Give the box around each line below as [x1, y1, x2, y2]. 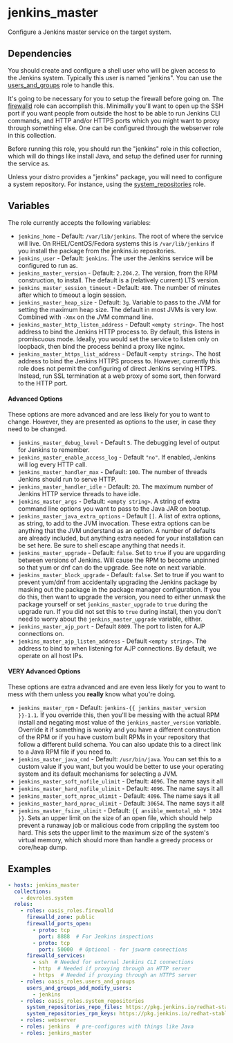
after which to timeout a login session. [17, 291, 127, 299]
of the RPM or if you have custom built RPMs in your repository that [17, 732, 210, 741]
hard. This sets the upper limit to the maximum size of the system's [17, 828, 209, 837]
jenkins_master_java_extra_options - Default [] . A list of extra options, [17, 511, 221, 520]
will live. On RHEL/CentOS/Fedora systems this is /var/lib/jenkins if [17, 239, 215, 247]
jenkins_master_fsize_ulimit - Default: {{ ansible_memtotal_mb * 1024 [17, 806, 222, 815]
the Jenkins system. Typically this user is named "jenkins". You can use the [8, 73, 223, 82]
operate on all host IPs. [17, 651, 84, 660]
